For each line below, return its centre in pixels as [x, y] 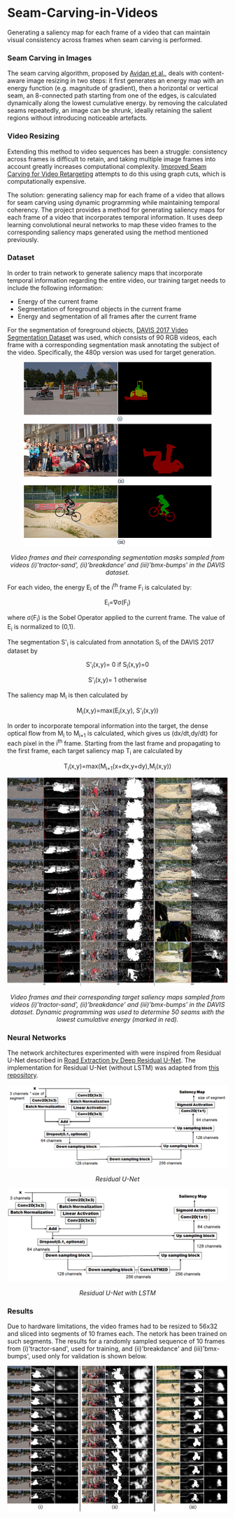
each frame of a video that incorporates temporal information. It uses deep [115, 217]
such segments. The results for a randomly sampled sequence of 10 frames [116, 1342]
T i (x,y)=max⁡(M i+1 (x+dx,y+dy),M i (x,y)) [117, 767]
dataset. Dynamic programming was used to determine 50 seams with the [117, 1012]
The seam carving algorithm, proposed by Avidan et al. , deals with [102, 73]
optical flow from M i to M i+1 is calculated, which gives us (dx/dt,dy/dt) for [113, 734]
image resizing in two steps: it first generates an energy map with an [125, 81]
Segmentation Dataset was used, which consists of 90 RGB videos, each [112, 337]
